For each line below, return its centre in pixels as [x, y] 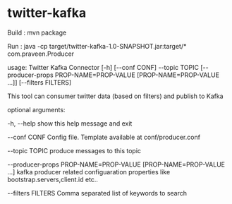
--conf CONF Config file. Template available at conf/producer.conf [104, 137]
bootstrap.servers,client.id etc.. [53, 179]
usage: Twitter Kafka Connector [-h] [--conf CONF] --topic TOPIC [103, 67]
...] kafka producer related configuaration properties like [89, 172]
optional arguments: [36, 109]
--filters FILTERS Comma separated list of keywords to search [97, 193]
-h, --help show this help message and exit [70, 123]
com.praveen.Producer [41, 54]
